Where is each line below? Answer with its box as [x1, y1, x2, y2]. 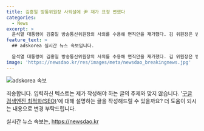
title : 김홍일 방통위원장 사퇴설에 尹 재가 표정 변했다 [6, 8, 126, 15]
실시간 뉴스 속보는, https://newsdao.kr [6, 118, 99, 125]
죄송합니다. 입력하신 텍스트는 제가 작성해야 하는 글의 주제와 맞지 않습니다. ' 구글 [6, 89, 192, 97]
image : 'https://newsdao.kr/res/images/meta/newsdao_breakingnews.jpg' [6, 59, 191, 65]
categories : [6, 15, 36, 21]
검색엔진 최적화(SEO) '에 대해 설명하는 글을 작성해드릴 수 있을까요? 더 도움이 [6, 97, 186, 104]
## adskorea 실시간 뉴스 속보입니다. [12, 43, 95, 49]
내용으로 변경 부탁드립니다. [12, 104, 76, 112]
